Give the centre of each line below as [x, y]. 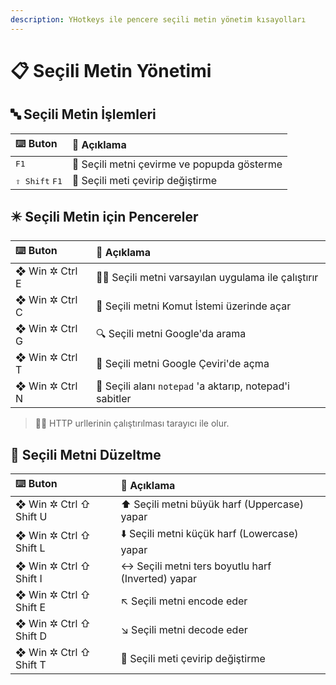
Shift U [31, 517]
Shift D [31, 636]
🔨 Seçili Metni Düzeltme [86, 454]
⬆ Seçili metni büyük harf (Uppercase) [212, 504]
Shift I [29, 579]
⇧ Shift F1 [39, 181]
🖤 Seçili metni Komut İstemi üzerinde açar [194, 306]
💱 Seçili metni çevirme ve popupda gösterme [177, 164]
